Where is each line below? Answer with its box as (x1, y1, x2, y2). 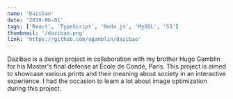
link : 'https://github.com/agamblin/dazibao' (7, 36, 141, 43)
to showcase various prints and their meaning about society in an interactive (7, 70, 226, 78)
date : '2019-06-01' (7, 17, 64, 24)
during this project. (7, 84, 62, 93)
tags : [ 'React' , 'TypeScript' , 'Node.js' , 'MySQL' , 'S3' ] (7, 23, 179, 30)
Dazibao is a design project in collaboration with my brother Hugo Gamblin (7, 55, 220, 63)
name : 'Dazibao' (7, 10, 54, 17)
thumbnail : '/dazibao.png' (7, 29, 86, 37)
